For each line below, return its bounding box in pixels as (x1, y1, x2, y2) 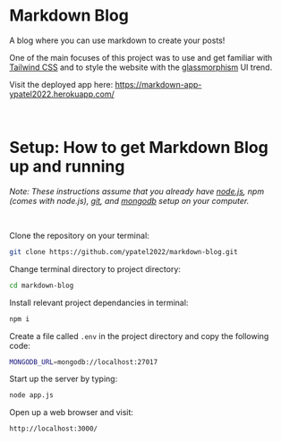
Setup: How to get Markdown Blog (9, 138, 268, 157)
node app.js (9, 391, 54, 400)
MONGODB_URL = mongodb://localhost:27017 (9, 357, 158, 367)
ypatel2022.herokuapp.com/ (9, 89, 115, 99)
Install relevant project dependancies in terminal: (9, 297, 189, 308)
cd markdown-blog (9, 281, 74, 290)
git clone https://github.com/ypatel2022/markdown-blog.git (9, 247, 239, 256)
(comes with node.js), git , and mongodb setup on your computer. (9, 195, 250, 206)
